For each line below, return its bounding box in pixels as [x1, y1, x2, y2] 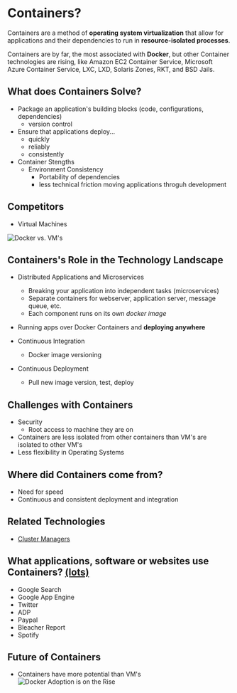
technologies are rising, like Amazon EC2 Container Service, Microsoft [7, 57, 213, 65]
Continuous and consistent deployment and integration [17, 495, 179, 503]
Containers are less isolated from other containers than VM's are [17, 433, 207, 442]
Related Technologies [7, 516, 106, 528]
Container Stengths [17, 157, 75, 166]
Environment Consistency [28, 165, 104, 174]
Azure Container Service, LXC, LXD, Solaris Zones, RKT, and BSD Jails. [7, 65, 215, 73]
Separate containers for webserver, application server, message [28, 294, 216, 303]
